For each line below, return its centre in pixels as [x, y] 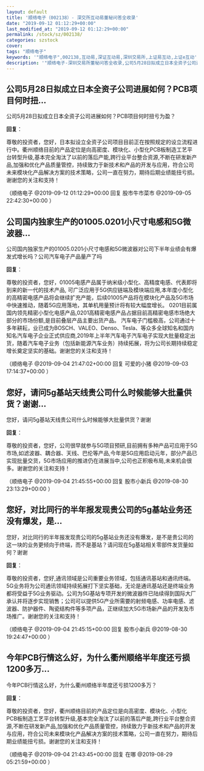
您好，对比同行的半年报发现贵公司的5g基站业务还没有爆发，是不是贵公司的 [100, 537]
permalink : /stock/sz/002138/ [45, 35]
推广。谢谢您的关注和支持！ [46, 616]
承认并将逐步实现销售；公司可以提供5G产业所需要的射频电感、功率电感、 [98, 601]
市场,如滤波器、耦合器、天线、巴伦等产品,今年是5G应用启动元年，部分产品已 [102, 453]
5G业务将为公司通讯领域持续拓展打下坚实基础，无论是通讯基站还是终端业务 [100, 585]
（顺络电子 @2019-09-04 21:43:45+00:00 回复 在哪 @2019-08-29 [90, 754]
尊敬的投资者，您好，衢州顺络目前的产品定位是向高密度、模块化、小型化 [97, 711]
